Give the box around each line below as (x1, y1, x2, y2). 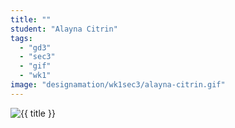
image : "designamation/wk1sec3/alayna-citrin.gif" (10, 80, 226, 90)
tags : (10, 33, 33, 43)
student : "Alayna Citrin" (10, 24, 118, 34)
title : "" (10, 14, 52, 25)
